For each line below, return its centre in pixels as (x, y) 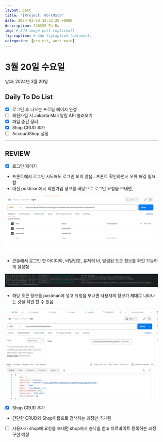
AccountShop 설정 (30, 133)
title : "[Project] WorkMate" (34, 15)
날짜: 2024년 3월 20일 (26, 81)
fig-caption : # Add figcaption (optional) (49, 36)
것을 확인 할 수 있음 (35, 301)
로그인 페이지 (24, 166)
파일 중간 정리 (25, 121)
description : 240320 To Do (32, 26)
